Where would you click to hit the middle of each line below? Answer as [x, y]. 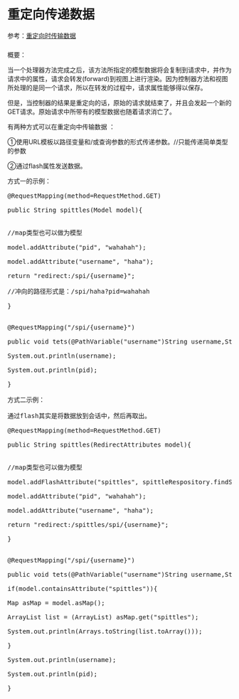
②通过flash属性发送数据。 [47, 166]
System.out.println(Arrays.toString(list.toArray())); [105, 631]
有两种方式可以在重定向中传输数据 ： [61, 127]
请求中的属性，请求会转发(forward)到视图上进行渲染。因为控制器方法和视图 [118, 78]
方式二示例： [26, 400]
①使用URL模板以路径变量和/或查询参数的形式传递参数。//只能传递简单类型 [118, 142]
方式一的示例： [29, 181]
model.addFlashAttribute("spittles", [73, 482]
